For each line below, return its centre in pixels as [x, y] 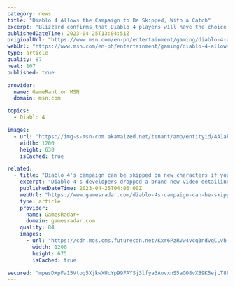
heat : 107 [22, 66]
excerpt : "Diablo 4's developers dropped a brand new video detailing [125, 182]
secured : [20, 273]
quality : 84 [37, 228]
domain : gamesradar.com [60, 221]
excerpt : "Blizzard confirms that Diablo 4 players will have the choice [117, 27]
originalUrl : [26, 40]
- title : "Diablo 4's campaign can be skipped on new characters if [115, 175]
